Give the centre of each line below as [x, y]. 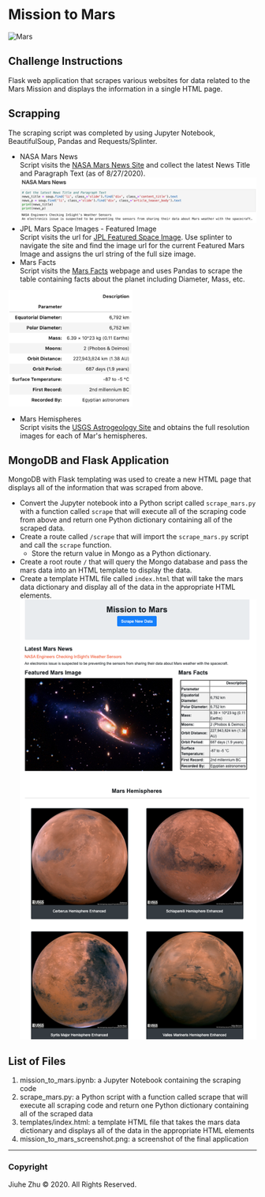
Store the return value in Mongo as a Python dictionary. [121, 553]
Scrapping [34, 113]
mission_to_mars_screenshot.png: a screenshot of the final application [134, 1139]
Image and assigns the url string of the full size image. [108, 254]
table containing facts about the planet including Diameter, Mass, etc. [132, 279]
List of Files [37, 1061]
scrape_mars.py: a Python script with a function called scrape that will [134, 1097]
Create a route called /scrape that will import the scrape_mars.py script [134, 537]
